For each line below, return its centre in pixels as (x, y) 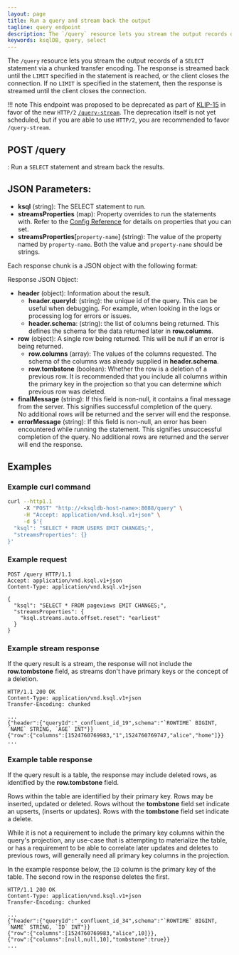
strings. (29, 252)
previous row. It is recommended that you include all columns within (128, 376)
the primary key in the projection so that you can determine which (125, 384)
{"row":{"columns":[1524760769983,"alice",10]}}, (83, 934)
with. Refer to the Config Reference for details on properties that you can (124, 221)
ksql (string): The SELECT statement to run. (81, 206)
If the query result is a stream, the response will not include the (100, 664)
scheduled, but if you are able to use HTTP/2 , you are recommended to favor (118, 120)
